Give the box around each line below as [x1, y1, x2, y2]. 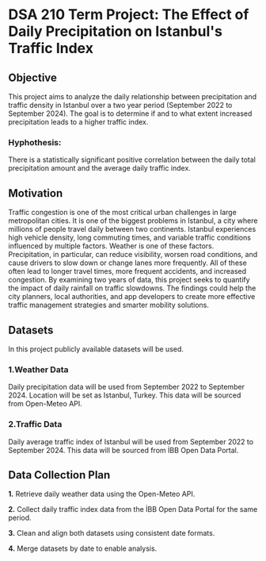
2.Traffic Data [8, 419, 63, 430]
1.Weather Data [8, 363, 69, 375]
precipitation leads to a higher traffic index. [8, 117, 149, 126]
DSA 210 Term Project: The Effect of [8, 6, 249, 24]
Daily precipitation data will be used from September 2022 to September [8, 382, 245, 392]
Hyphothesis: [8, 136, 62, 148]
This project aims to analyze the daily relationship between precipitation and [8, 92, 257, 101]
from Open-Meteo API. [8, 399, 83, 409]
